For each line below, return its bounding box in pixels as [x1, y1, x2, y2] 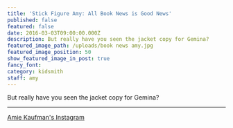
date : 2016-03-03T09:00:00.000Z [7, 29, 101, 37]
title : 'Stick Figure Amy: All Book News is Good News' [7, 10, 172, 17]
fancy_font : [7, 62, 42, 68]
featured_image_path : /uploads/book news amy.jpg [7, 42, 154, 49]
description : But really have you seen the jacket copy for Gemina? [7, 36, 209, 43]
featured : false [7, 23, 54, 30]
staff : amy [7, 74, 39, 82]
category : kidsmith [7, 68, 64, 75]
